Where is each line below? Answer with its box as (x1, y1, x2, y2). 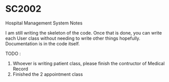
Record (12, 66, 28, 72)
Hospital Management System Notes (5, 20, 83, 26)
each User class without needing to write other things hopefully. (5, 35, 141, 41)
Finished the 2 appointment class (12, 71, 83, 77)
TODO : (5, 50, 22, 57)
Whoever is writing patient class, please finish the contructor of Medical (12, 60, 165, 66)
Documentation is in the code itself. (5, 40, 80, 46)
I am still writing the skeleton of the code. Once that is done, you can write (5, 30, 162, 36)
